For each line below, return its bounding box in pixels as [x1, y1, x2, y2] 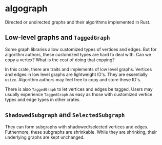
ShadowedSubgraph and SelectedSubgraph [5, 111, 125, 119]
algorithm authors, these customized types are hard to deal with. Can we [5, 51, 151, 57]
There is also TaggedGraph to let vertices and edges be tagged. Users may [5, 86, 153, 92]
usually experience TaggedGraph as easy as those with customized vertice [5, 91, 153, 97]
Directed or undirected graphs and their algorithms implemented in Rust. [5, 19, 151, 25]
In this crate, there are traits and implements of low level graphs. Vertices [5, 66, 152, 72]
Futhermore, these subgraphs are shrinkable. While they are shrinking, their [5, 129, 157, 135]
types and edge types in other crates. [5, 97, 81, 102]
